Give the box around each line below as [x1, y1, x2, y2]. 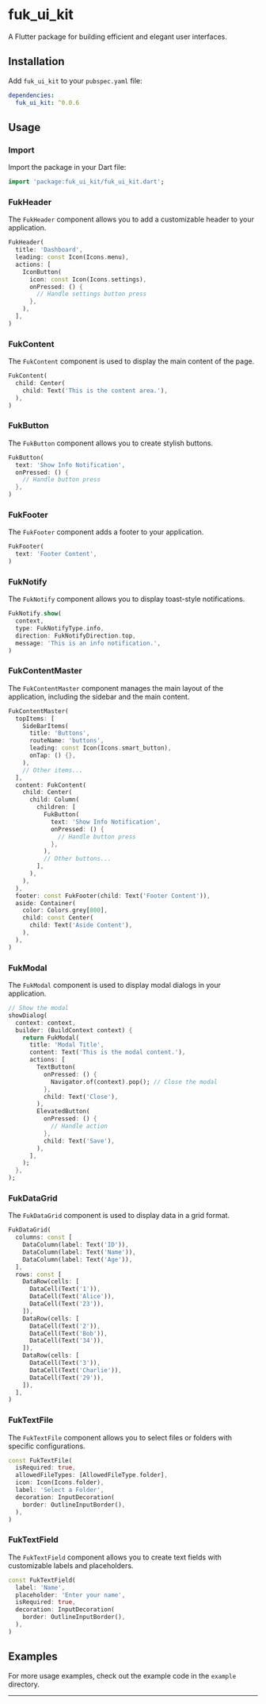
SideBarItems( [22, 722, 69, 730]
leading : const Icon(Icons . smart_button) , [28, 744, 172, 752]
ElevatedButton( [36, 1108, 90, 1116]
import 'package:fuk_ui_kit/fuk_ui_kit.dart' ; [8, 178, 165, 186]
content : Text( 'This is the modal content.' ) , [28, 1048, 186, 1057]
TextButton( [36, 1063, 77, 1071]
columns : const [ [15, 1233, 73, 1242]
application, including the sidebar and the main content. [8, 692, 190, 701]
